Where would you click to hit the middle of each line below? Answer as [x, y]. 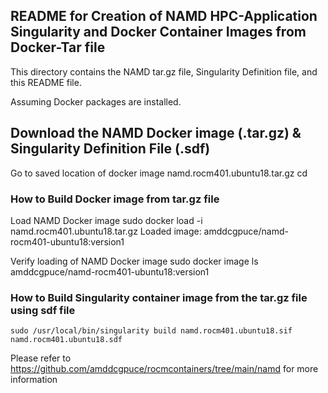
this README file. [46, 82]
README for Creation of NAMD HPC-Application [164, 16]
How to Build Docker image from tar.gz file [115, 199]
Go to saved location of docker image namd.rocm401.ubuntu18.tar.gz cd [159, 173]
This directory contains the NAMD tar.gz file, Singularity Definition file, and [164, 71]
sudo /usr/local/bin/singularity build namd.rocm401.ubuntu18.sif [151, 331]
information [34, 380]
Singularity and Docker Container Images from [158, 32]
